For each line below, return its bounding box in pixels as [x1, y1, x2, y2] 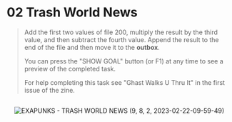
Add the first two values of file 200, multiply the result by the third [24, 28, 218, 36]
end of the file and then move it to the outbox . [24, 43, 160, 51]
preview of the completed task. [24, 64, 116, 73]
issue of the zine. [24, 86, 76, 94]
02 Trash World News [6, 4, 138, 21]
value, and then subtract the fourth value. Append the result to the [24, 35, 219, 44]
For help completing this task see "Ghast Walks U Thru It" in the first [24, 78, 226, 86]
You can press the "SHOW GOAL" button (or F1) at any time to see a [24, 56, 224, 65]
